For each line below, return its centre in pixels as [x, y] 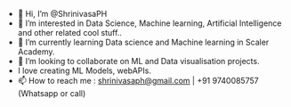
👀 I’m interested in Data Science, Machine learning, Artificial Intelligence [150, 23]
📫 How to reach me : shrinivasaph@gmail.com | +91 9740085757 [138, 81]
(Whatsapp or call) [52, 93]
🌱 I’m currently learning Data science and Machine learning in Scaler [143, 42]
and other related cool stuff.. [70, 33]
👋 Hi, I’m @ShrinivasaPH [62, 14]
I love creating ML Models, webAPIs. [84, 70]
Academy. [36, 52]
